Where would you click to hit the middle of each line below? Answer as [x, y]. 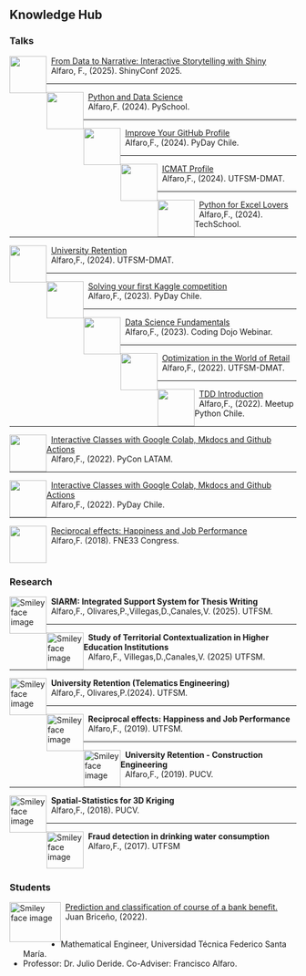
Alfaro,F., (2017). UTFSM [134, 846]
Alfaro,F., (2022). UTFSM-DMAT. [223, 368]
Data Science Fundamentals [177, 322]
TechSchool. [218, 223]
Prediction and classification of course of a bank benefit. [171, 908]
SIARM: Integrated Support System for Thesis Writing [154, 601]
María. [35, 954]
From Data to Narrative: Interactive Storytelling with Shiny [158, 61]
